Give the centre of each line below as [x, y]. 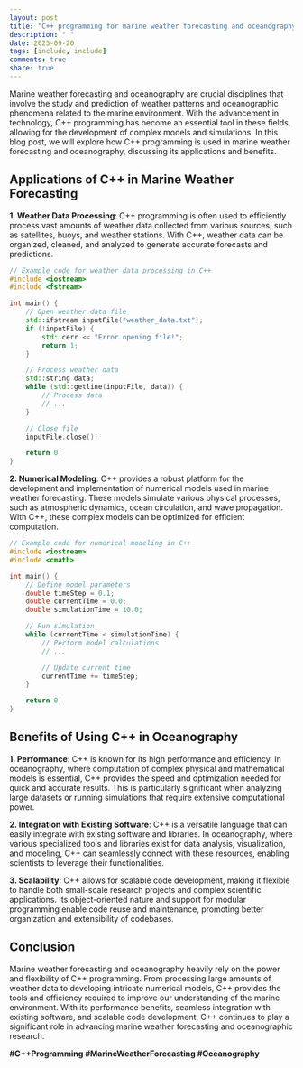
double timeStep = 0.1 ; [70, 593]
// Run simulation [60, 627]
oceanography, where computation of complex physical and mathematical [147, 768]
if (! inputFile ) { [60, 329]
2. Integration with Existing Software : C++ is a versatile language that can [148, 824]
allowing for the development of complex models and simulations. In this [144, 132]
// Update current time [86, 668]
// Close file [52, 428]
